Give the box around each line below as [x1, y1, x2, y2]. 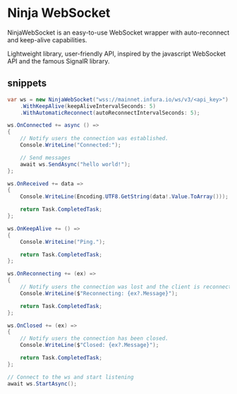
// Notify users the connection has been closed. [20, 335, 169, 343]
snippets [7, 78, 47, 90]
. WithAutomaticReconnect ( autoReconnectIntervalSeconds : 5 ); [20, 109, 200, 116]
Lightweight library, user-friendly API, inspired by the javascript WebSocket [7, 49, 226, 58]
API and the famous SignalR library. [7, 56, 110, 65]
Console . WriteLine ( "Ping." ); [20, 238, 106, 245]
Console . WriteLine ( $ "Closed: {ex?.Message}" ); [20, 342, 159, 349]
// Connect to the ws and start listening [7, 374, 134, 381]
